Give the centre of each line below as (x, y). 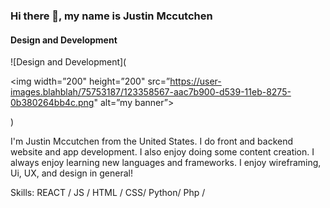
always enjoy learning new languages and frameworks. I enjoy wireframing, (166, 163)
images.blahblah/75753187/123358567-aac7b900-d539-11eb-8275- (151, 92)
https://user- (195, 81)
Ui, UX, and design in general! (71, 173)
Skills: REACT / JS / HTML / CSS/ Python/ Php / (108, 193)
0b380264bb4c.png (52, 103)
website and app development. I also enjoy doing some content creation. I (162, 152)
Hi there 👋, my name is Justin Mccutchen (111, 16)
